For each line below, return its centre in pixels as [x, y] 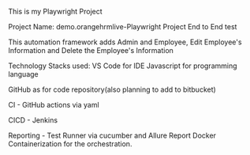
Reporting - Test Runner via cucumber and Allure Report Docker [112, 135]
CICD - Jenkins [33, 120]
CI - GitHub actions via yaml [54, 105]
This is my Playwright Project [55, 11]
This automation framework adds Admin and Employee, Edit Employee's [125, 42]
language [23, 74]
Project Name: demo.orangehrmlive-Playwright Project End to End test [123, 26]
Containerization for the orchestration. [70, 144]
